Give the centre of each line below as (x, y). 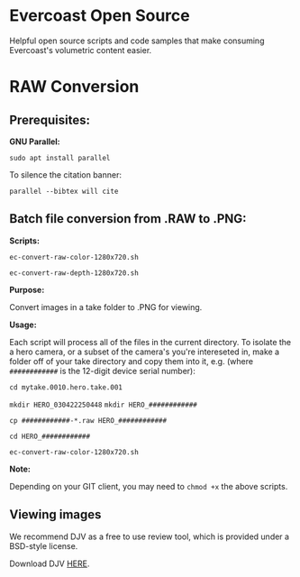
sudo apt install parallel (60, 158)
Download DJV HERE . (50, 563)
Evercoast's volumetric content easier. (81, 50)
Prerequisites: (50, 119)
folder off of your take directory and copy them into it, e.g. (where (132, 361)
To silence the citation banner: (65, 174)
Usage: (23, 325)
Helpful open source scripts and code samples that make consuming (137, 41)
